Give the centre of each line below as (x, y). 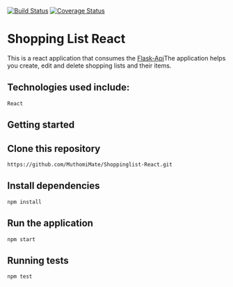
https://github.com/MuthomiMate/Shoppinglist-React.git (90, 164)
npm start (22, 239)
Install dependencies (54, 186)
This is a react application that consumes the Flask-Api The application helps (116, 58)
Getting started (41, 125)
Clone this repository (54, 149)
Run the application (50, 223)
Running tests (38, 260)
